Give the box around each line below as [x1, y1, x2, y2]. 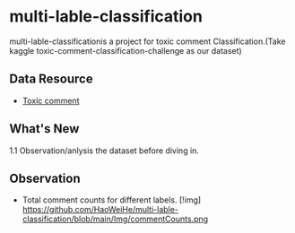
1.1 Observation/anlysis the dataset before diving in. [9, 145, 200, 156]
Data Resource [9, 72, 93, 87]
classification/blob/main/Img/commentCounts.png [22, 213, 209, 225]
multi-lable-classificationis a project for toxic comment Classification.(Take [9, 36, 286, 47]
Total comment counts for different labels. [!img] [22, 194, 202, 205]
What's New [9, 121, 80, 136]
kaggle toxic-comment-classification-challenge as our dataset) [9, 45, 242, 56]
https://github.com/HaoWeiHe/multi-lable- [22, 204, 179, 215]
